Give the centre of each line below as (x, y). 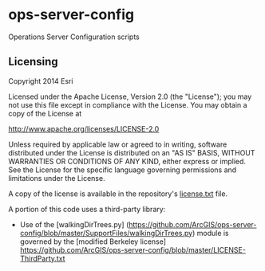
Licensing (33, 62)
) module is (210, 233)
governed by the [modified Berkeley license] (93, 242)
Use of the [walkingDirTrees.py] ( (74, 224)
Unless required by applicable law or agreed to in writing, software (118, 144)
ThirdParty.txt (42, 258)
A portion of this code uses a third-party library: (87, 209)
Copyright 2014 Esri (41, 81)
